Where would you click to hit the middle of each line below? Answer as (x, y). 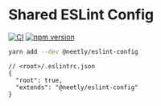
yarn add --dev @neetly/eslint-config (73, 51)
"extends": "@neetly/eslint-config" (77, 87)
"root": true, (39, 80)
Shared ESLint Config (81, 15)
